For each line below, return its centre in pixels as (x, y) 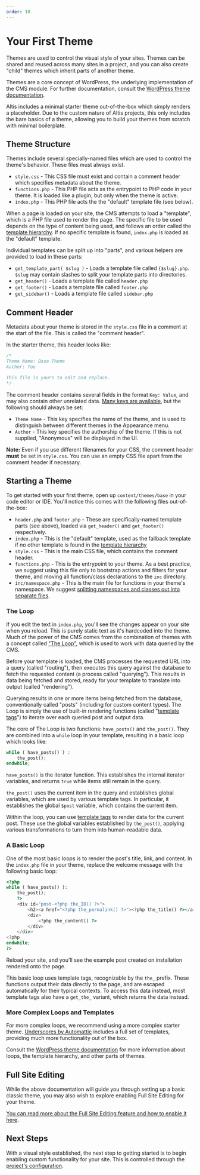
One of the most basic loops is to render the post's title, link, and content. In (99, 858)
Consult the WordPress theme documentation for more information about (96, 1050)
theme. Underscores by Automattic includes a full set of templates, (88, 1032)
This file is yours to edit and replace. (58, 378)
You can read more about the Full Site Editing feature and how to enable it (96, 1113)
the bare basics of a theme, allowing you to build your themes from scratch (98, 119)
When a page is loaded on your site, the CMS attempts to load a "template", (99, 213)
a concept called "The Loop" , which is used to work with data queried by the (100, 643)
